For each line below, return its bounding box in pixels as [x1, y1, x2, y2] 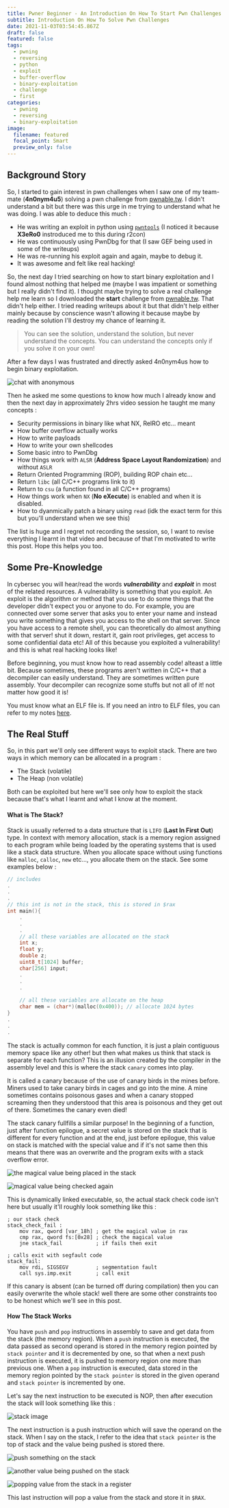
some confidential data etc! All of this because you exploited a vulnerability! [7, 638, 220, 646]
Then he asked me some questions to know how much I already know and [7, 391, 216, 399]
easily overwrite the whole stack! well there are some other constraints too [7, 1289, 217, 1297]
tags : [7, 42, 23, 49]
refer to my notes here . [7, 708, 72, 717]
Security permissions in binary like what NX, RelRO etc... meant [16, 419, 196, 427]
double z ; [19, 952, 48, 959]
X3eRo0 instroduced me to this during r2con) [16, 230, 146, 238]
